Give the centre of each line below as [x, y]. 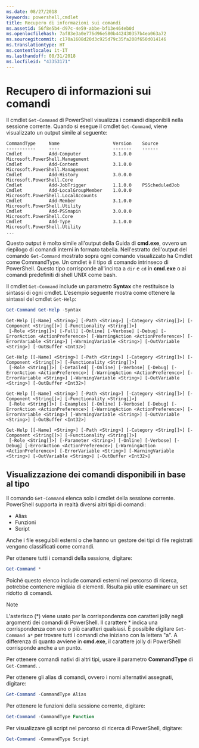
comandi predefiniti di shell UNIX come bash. [62, 275]
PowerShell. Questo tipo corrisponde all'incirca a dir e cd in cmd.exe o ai [96, 269]
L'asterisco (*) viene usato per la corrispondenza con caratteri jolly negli [95, 616]
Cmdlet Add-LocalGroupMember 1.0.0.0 [69, 191]
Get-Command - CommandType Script [48, 739]
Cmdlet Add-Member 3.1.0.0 [69, 201]
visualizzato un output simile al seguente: [57, 133]
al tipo [18, 484]
